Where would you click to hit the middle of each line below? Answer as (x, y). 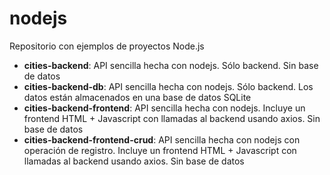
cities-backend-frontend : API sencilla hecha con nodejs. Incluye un (164, 108)
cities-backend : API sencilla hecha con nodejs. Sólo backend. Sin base (171, 65)
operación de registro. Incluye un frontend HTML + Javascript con (160, 150)
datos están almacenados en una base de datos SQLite (137, 97)
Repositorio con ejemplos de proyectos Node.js (107, 46)
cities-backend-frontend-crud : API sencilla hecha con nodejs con (162, 139)
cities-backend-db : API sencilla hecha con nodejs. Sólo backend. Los (168, 86)
